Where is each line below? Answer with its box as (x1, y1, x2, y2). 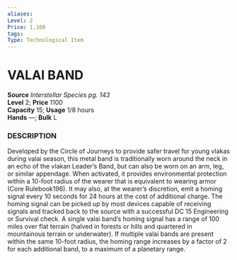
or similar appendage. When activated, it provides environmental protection (7, 169, 228, 178)
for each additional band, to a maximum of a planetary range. (7, 245, 186, 254)
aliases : (7, 10, 33, 18)
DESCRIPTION (7, 130, 57, 140)
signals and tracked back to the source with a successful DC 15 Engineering (7, 207, 229, 216)
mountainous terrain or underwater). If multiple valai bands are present (7, 230, 214, 238)
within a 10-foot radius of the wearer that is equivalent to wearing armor (7, 177, 217, 186)
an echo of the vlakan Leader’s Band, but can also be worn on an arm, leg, (7, 162, 224, 171)
